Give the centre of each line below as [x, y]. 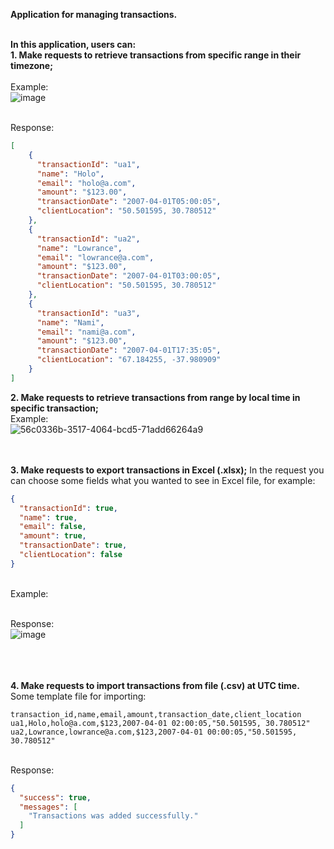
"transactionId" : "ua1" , [88, 164]
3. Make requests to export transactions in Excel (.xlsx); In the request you [167, 470]
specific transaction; [54, 408]
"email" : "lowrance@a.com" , [95, 257]
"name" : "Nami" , [70, 322]
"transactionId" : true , [68, 508]
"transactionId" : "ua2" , [88, 239]
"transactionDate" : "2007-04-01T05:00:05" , [129, 202]
